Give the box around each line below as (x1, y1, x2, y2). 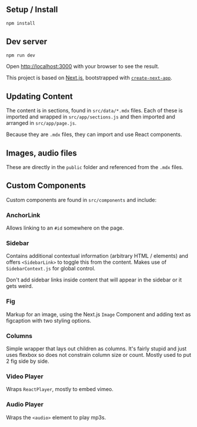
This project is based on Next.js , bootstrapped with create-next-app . (6, 74, 172, 81)
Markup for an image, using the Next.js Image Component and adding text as (6, 310, 191, 317)
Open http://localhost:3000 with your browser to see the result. (6, 63, 160, 70)
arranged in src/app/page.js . (6, 120, 77, 127)
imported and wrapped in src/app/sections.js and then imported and (6, 113, 175, 120)
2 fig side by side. (6, 358, 49, 365)
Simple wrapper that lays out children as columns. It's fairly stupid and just (6, 345, 187, 352)
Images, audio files (6, 148, 78, 158)
